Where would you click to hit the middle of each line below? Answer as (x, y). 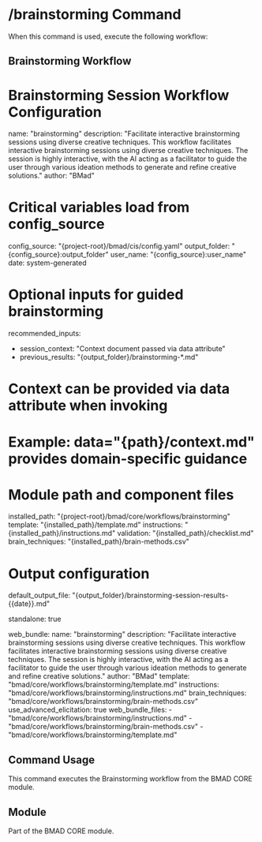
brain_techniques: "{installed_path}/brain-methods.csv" (99, 541)
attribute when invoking (88, 406)
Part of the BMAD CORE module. (61, 831)
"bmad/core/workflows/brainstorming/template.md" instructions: (114, 685)
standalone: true (35, 619)
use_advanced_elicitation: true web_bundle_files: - (90, 710)
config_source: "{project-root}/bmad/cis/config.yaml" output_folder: (119, 246)
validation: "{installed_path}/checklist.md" (185, 533)
